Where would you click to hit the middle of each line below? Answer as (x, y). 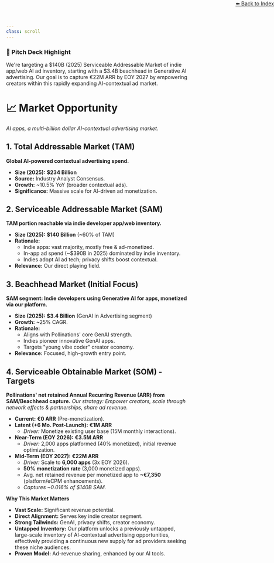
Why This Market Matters (38, 499)
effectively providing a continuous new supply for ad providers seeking (100, 541)
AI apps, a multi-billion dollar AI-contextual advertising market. (82, 128)
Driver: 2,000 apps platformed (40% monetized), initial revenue (100, 444)
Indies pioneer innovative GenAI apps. (69, 341)
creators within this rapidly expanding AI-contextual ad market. (82, 83)
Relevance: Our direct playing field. (57, 266)
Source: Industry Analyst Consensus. (60, 178)
